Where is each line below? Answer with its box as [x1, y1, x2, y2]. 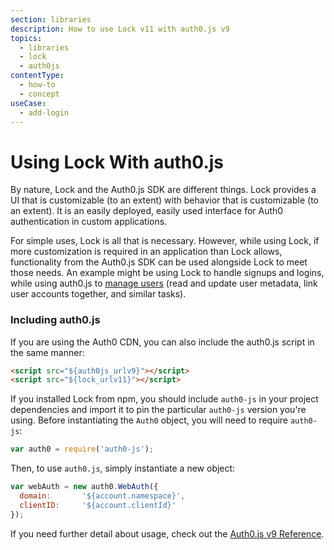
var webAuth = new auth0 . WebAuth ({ [10, 482, 159, 492]
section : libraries [10, 14, 92, 25]
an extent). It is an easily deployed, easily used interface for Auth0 [10, 205, 284, 217]
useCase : [10, 98, 47, 108]
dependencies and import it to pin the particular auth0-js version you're [10, 404, 307, 416]
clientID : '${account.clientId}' [19, 500, 177, 510]
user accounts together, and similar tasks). [10, 288, 187, 300]
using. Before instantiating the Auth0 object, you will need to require [10, 414, 289, 426]
